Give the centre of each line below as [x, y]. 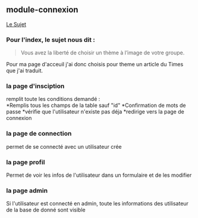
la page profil [26, 162]
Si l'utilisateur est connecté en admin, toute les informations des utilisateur [98, 204]
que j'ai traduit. [25, 70]
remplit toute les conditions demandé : [53, 99]
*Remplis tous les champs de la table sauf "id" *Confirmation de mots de [96, 105]
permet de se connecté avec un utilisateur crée [64, 146]
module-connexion [42, 10]
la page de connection [39, 134]
